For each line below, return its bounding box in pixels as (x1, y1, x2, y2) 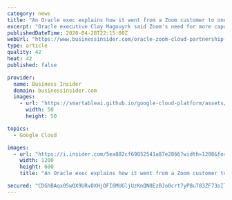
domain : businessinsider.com (13, 87, 97, 94)
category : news (7, 10, 51, 17)
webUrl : (7, 36, 30, 43)
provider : (7, 74, 36, 81)
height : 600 (19, 163, 54, 170)
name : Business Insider (13, 80, 81, 87)
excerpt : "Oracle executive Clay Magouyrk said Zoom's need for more (7, 23, 212, 30)
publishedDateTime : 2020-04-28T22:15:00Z (7, 29, 128, 37)
